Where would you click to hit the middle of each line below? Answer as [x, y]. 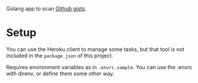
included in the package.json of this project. [60, 56]
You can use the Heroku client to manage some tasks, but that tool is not [95, 49]
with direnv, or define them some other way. [60, 73]
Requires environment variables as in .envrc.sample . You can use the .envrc [99, 67]
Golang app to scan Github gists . [46, 9]
